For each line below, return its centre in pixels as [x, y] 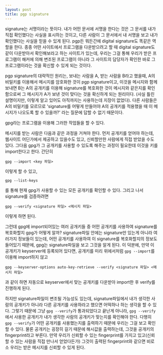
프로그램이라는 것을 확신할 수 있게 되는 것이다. [49, 65]
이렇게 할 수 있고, [21, 171]
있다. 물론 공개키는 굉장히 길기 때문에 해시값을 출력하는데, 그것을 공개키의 [85, 329]
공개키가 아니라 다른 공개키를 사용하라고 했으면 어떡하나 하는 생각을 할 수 [83, 304]
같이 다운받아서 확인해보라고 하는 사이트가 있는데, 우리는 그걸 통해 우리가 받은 [78, 53]
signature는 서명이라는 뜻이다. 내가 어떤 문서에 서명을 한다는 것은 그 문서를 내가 [81, 29]
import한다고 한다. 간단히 [29, 151]
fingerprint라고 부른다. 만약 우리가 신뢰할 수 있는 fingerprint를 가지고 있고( [76, 335]
